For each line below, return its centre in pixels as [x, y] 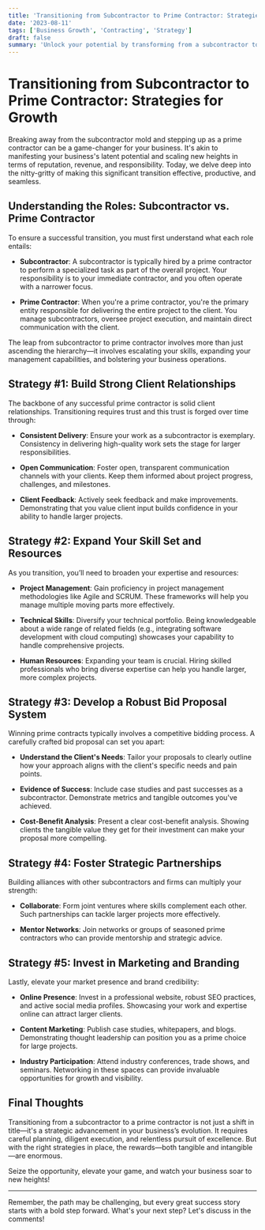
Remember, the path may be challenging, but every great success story [124, 1202]
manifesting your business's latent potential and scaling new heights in [123, 157]
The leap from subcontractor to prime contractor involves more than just [126, 342]
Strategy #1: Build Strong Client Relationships [122, 384]
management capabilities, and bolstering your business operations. [118, 359]
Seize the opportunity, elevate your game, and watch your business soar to [130, 1171]
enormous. [45, 1156]
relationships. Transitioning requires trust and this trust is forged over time [129, 411]
